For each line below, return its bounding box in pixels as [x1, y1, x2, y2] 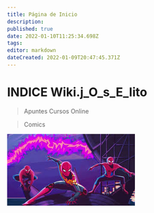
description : [7, 18, 44, 25]
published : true [7, 25, 53, 32]
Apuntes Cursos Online [23, 106, 89, 115]
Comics [23, 120, 46, 128]
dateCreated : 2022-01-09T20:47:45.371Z [7, 55, 121, 61]
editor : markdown [7, 47, 57, 54]
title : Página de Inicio [7, 11, 78, 18]
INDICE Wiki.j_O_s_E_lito [7, 85, 148, 100]
